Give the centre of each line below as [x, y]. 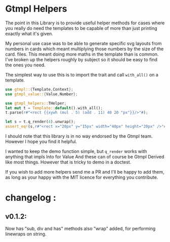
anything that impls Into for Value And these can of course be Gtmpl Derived [85, 157]
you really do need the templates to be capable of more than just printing [81, 28]
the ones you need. [25, 65]
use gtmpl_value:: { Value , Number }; [42, 94]
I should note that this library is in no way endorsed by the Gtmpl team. [79, 136]
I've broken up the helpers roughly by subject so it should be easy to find [81, 59]
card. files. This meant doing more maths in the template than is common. [82, 54]
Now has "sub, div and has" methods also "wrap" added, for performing [80, 229]
